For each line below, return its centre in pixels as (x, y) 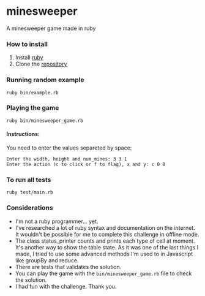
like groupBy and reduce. (47, 260)
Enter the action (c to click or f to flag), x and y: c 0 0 (86, 165)
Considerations (30, 208)
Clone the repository (41, 64)
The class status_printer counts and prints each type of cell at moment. (105, 241)
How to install (27, 44)
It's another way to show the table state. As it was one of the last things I (107, 247)
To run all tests (29, 180)
